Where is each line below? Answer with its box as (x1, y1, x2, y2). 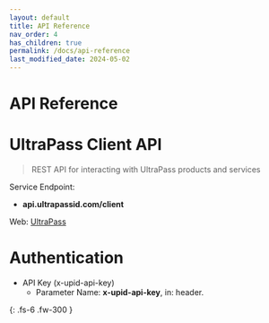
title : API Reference (9, 22, 91, 31)
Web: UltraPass (9, 216, 67, 227)
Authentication (9, 248, 124, 268)
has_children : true (9, 38, 82, 48)
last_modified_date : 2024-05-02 (9, 55, 130, 64)
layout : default (9, 13, 70, 22)
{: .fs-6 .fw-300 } (9, 304, 74, 315)
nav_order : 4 (9, 30, 58, 39)
